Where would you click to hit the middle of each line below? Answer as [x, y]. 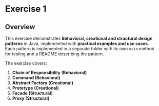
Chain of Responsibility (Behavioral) [49, 73]
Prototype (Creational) [36, 88]
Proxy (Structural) [31, 98]
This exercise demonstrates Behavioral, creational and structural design [79, 38]
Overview [20, 27]
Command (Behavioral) [36, 78]
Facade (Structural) [32, 93]
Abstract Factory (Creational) [43, 83]
